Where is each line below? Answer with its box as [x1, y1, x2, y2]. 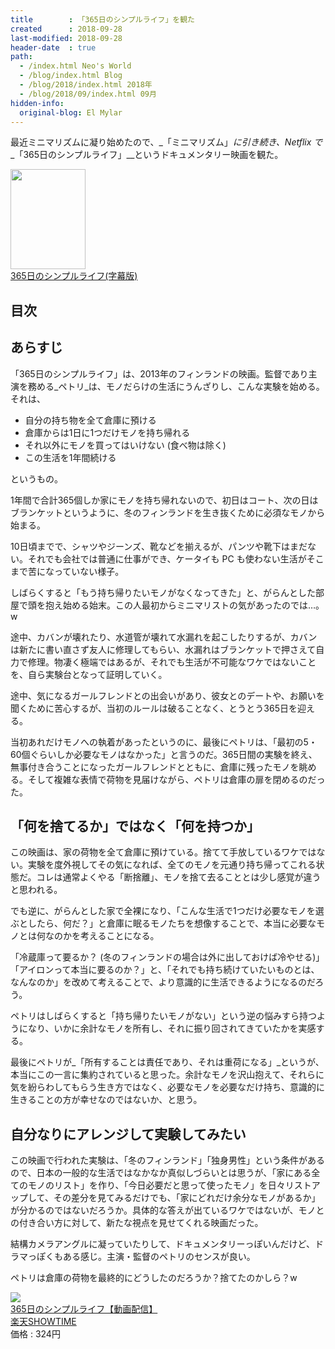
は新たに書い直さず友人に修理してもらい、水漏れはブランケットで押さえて [10, 643, 317, 655]
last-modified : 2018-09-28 [10, 33, 123, 43]
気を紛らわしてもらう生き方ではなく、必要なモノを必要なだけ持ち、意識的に [10, 1081, 325, 1093]
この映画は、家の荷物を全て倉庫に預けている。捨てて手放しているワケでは [10, 846, 317, 858]
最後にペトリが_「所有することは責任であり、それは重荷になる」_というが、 [10, 1056, 325, 1068]
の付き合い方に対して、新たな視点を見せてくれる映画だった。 [10, 1217, 264, 1229]
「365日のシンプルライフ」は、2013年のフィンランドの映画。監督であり [10, 367, 309, 380]
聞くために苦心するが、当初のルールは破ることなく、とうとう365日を [10, 702, 298, 714]
